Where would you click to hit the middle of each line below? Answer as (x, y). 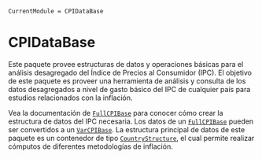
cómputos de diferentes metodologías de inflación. (90, 146)
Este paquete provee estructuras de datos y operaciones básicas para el (126, 64)
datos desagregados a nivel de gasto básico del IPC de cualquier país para (129, 89)
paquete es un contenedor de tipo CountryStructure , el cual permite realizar (131, 138)
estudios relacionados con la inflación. (70, 98)
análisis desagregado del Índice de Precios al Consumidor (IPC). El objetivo (130, 72)
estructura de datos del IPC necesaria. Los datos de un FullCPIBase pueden (131, 121)
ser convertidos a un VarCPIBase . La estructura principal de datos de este (127, 129)
